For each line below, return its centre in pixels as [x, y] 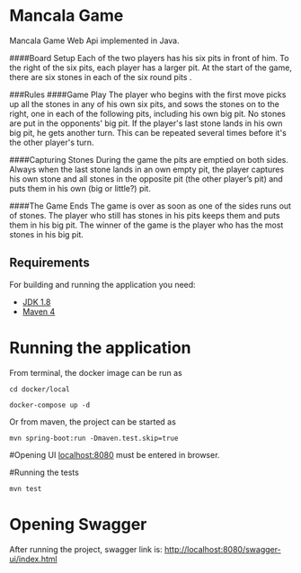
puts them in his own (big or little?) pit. [80, 188]
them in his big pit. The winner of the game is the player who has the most [146, 225]
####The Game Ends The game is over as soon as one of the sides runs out [150, 206]
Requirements [49, 263]
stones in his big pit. [46, 234]
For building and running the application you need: [102, 284]
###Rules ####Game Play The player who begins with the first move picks [148, 94]
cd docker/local [40, 389]
